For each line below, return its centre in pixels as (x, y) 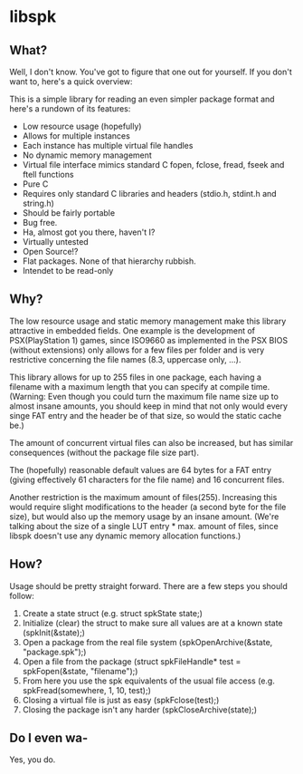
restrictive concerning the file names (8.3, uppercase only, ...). (125, 359)
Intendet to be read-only (68, 271)
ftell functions (48, 174)
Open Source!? (50, 252)
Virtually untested (55, 242)
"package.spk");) (54, 652)
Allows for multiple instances (76, 136)
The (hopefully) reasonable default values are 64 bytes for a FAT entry (141, 469)
